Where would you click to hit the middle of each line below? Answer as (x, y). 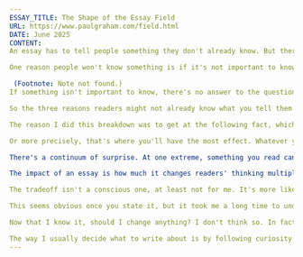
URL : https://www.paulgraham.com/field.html (94, 26)
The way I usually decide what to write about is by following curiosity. (153, 239)
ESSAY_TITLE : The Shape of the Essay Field (92, 18)
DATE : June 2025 (40, 34)
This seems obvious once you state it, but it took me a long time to (145, 207)
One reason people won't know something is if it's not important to (143, 68)
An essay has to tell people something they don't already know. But (143, 51)
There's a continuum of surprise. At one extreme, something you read (145, 157)
